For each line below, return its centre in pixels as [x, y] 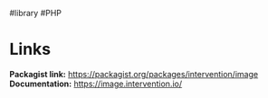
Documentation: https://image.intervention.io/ [96, 84]
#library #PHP [35, 13]
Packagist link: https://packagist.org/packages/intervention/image [134, 74]
